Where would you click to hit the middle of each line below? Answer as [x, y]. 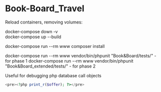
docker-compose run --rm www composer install [55, 46]
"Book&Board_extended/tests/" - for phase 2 [50, 66]
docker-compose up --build [33, 37]
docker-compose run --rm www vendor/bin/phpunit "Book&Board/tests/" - [81, 56]
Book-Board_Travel [45, 9]
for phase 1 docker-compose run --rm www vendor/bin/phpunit [69, 61]
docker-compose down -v [31, 31]
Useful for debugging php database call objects [53, 75]
